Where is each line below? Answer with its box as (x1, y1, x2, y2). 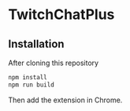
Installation (8, 37, 65, 51)
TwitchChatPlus (8, 6, 115, 24)
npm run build (8, 81, 55, 89)
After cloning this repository (8, 58, 99, 67)
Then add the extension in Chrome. (8, 95, 123, 105)
